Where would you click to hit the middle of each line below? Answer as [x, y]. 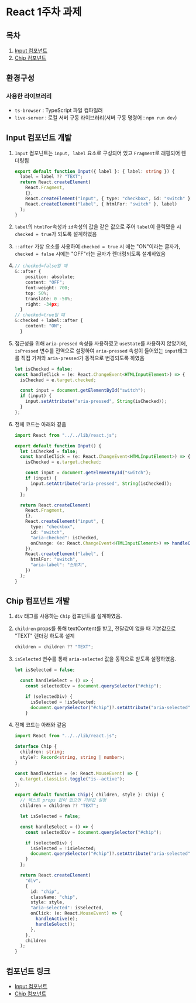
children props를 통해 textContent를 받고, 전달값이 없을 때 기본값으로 [95, 629]
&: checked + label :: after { [49, 321]
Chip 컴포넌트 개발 [38, 601]
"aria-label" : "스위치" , [59, 565]
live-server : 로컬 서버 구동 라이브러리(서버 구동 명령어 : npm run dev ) [96, 117]
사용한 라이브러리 [29, 96]
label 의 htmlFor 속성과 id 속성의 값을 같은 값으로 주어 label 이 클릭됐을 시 [98, 227]
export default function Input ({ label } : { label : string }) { [94, 171]
